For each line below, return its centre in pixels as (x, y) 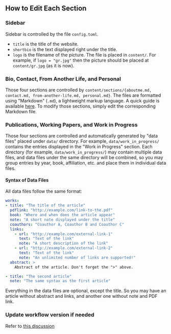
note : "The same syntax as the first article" (60, 281)
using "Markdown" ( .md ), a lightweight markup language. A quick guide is (82, 100)
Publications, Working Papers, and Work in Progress (71, 124)
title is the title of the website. (46, 44)
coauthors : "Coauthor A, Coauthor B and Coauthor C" (67, 224)
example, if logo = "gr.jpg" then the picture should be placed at (81, 60)
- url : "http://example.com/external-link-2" (64, 248)
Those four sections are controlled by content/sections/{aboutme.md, (79, 90)
